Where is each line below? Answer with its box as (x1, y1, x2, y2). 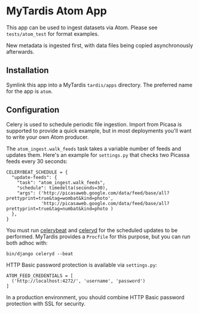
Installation (6, 66, 49, 76)
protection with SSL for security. (6, 300, 85, 307)
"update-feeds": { (11, 174, 58, 180)
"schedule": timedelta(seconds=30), (17, 185, 109, 191)
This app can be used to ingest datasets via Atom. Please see (6, 24, 158, 31)
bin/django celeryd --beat (6, 250, 74, 257)
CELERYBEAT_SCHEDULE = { (6, 169, 68, 175)
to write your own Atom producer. (6, 133, 89, 141)
